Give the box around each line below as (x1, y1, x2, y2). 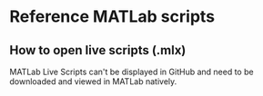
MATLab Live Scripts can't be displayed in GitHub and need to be (9, 66, 254, 77)
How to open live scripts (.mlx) (9, 43, 187, 58)
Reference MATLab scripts (9, 6, 216, 27)
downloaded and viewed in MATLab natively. (9, 76, 177, 87)
